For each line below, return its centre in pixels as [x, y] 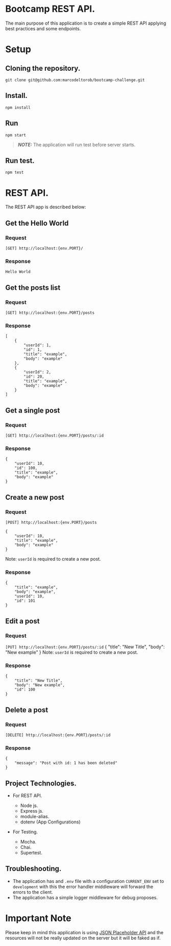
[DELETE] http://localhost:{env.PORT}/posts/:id [58, 735]
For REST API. [27, 796]
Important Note [38, 918]
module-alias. [35, 817]
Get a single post [33, 410]
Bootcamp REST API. [50, 9]
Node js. [29, 805]
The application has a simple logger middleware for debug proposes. [85, 897]
